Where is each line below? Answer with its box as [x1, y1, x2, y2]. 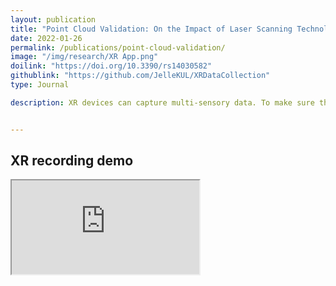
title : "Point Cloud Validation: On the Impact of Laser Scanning [10, 24, 293, 34]
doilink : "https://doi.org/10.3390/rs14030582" [10, 61, 213, 71]
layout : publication [10, 14, 97, 25]
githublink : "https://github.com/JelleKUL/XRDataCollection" [10, 71, 271, 81]
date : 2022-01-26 [10, 33, 83, 43]
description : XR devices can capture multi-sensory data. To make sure [10, 97, 315, 108]
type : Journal [10, 80, 70, 90]
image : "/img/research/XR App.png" [10, 52, 159, 62]
